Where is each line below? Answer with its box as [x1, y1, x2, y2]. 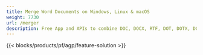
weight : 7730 [6, 14, 39, 20]
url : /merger [6, 20, 39, 26]
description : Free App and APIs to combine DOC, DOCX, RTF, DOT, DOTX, [6, 25, 190, 32]
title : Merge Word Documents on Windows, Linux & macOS [6, 8, 150, 15]
